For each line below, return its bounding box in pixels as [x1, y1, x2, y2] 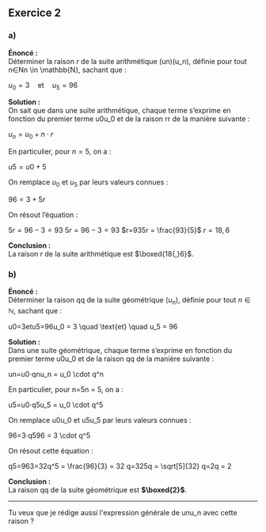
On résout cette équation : [8, 446, 93, 456]
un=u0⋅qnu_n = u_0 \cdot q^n [8, 370, 104, 379]
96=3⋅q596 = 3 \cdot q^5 [8, 431, 91, 440]
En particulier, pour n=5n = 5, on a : [8, 385, 124, 394]
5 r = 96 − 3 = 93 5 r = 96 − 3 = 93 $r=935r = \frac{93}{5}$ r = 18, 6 [8, 226, 230, 235]
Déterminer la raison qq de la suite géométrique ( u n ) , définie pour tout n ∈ [8, 295, 251, 307]
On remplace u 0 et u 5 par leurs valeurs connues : [8, 177, 169, 189]
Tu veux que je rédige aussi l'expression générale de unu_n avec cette [8, 508, 237, 518]
